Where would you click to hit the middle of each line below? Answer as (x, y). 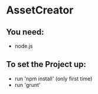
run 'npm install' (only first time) (53, 78)
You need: (25, 32)
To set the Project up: (46, 64)
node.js (24, 46)
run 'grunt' (27, 85)
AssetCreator (40, 10)
